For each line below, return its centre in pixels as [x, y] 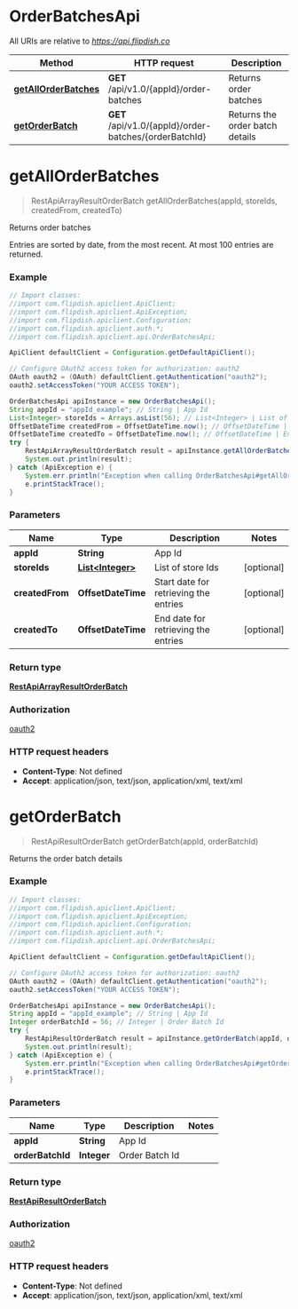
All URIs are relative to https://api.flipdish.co [90, 41]
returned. [26, 254]
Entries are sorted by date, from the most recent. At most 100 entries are [141, 244]
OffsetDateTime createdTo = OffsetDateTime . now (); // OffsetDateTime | [144, 434]
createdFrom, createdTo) [76, 210]
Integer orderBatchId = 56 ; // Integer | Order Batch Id [117, 1022]
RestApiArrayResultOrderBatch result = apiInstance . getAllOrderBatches [160, 451]
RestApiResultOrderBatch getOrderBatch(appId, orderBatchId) [145, 841]
